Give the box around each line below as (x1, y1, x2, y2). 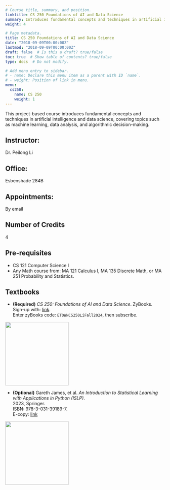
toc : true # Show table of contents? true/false (5, 54, 112, 59)
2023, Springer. (12, 401, 46, 407)
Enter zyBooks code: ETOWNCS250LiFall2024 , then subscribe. (12, 312, 138, 318)
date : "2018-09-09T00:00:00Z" (5, 40, 69, 46)
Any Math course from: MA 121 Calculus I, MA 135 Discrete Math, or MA (12, 268, 162, 274)
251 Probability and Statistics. (12, 273, 74, 279)
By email (5, 206, 24, 212)
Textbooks (5, 287, 39, 296)
